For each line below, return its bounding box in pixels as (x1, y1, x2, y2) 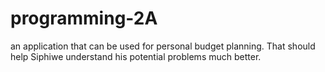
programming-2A (10, 7, 158, 30)
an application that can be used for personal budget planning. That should (10, 40, 316, 52)
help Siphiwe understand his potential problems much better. (10, 50, 262, 62)
